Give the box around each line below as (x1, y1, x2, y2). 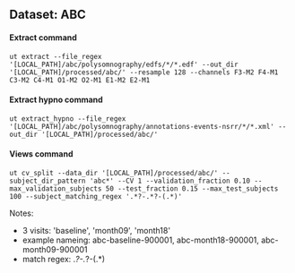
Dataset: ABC (9, 7, 87, 22)
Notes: (9, 208, 34, 218)
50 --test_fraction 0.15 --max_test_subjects (105, 184, 279, 193)
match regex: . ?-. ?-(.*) (22, 254, 106, 264)
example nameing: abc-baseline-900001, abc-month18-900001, (22, 235, 260, 245)
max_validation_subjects (9, 184, 102, 193)
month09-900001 (22, 244, 88, 254)
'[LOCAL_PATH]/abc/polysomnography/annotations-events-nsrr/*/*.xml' (9, 122, 275, 131)
